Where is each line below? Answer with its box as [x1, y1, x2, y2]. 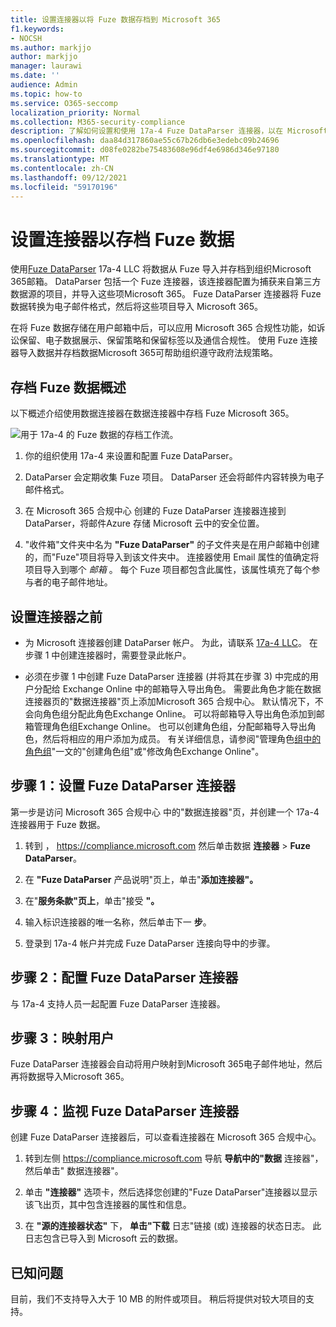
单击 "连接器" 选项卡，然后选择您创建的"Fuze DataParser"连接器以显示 [24, 1186, 318, 1198]
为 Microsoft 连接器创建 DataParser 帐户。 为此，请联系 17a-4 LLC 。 [24, 636, 307, 648]
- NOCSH [10, 33, 43, 43]
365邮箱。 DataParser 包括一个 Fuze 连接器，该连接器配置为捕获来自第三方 [10, 276, 322, 288]
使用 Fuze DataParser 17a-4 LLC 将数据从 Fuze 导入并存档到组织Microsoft [10, 263, 312, 275]
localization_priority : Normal [10, 107, 141, 118]
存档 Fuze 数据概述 [10, 379, 127, 396]
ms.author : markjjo [10, 42, 92, 53]
